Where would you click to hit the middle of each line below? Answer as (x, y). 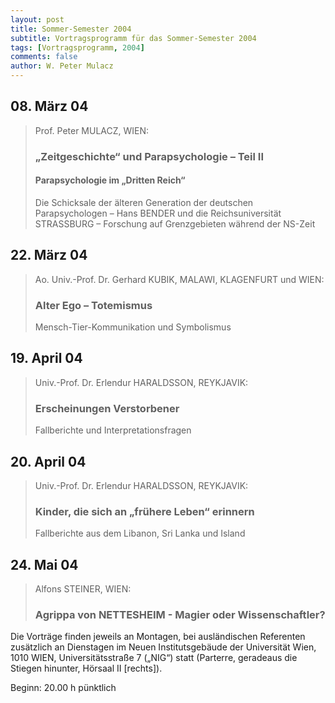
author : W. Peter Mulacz (62, 66)
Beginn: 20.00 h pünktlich (63, 688)
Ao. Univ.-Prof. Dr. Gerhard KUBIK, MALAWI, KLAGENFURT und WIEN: (179, 279)
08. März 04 (49, 106)
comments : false (44, 57)
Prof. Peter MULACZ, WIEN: (92, 130)
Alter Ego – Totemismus (93, 305)
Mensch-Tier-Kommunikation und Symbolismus (133, 327)
